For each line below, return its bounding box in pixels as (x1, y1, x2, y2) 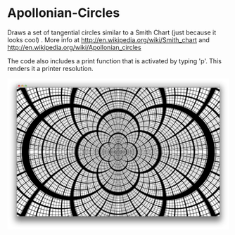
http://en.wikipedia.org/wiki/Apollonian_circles (7, 43, 142, 51)
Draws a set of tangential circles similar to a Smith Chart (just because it (7, 28, 217, 37)
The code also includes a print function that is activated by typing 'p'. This (7, 56, 222, 65)
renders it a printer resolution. (7, 64, 94, 72)
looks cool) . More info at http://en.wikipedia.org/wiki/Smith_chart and (7, 35, 210, 44)
